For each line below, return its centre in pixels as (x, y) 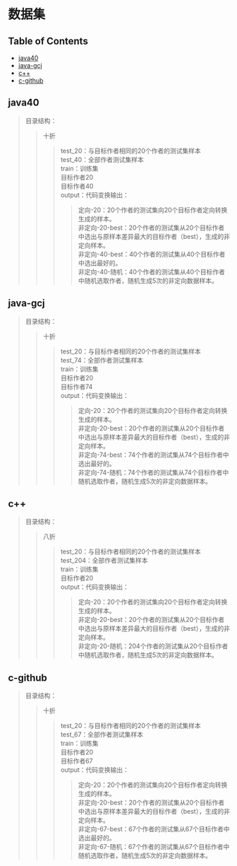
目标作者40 (77, 186)
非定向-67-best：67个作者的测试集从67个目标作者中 (154, 829)
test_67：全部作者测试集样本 (102, 735)
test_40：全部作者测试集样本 (102, 159)
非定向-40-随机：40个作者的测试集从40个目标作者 (151, 271)
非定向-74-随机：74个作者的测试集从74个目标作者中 (153, 472)
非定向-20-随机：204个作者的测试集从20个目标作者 (153, 646)
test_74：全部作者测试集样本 (102, 360)
